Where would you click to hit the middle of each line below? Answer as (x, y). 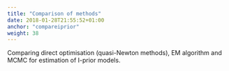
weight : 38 (23, 33)
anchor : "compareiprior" (43, 26)
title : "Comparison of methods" (54, 14)
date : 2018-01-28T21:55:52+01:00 (56, 20)
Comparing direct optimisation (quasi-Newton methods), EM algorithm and (114, 53)
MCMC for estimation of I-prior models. (64, 61)
